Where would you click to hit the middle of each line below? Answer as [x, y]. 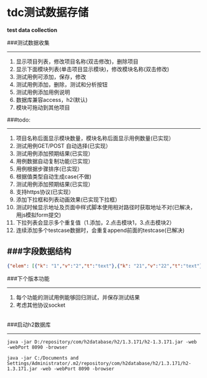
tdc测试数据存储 [48, 13]
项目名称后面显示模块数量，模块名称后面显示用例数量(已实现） [95, 138]
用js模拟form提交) [38, 215]
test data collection [32, 30]
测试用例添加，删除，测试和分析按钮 [62, 84]
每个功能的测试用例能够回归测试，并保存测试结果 [78, 297]
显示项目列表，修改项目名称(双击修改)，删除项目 [77, 61]
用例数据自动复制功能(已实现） [55, 161]
